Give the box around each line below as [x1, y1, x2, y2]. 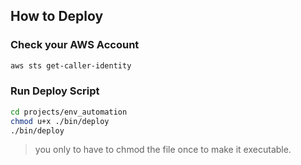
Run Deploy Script [10, 84, 100, 98]
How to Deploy [10, 8, 104, 25]
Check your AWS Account [10, 38, 140, 52]
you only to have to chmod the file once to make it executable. [34, 144, 292, 156]
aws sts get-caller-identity [10, 60, 132, 71]
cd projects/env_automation [10, 107, 128, 117]
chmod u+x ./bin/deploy [10, 116, 110, 126]
